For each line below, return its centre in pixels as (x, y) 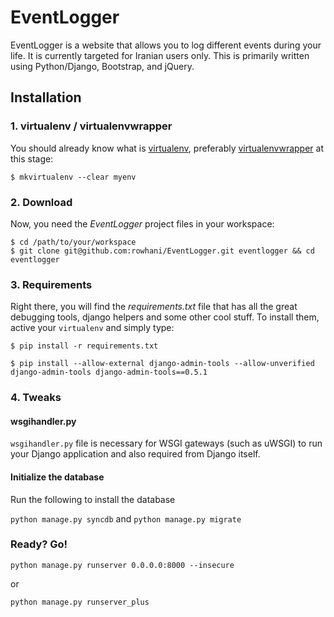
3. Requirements (51, 284)
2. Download (41, 202)
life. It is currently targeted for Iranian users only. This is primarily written (160, 55)
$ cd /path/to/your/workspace (73, 242)
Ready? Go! (39, 544)
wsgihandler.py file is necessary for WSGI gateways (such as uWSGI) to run (166, 443)
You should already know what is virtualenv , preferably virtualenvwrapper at (167, 148)
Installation (46, 97)
